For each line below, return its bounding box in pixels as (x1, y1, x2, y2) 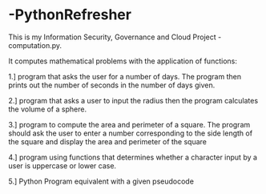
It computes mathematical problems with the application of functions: (8, 56, 238, 66)
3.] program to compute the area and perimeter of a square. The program (8, 119, 251, 129)
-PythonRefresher (8, 6, 132, 24)
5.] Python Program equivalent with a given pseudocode (8, 176, 195, 186)
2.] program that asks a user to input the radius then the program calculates (8, 95, 259, 105)
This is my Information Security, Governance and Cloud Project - (8, 32, 222, 42)
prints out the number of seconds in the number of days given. (8, 80, 216, 90)
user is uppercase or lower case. (8, 160, 117, 170)
